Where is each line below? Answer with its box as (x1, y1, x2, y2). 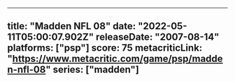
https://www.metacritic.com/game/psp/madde (12, 53, 223, 65)
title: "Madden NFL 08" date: (7, 20, 136, 32)
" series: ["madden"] (45, 64, 140, 76)
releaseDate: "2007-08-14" (95, 31, 220, 43)
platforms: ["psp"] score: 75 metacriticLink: (7, 42, 203, 54)
